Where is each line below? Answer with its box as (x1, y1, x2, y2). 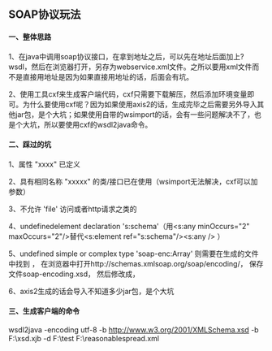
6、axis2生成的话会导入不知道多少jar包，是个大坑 (8, 286, 175, 296)
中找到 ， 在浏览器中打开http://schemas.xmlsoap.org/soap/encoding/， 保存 (8, 258, 264, 268)
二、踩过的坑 (8, 140, 51, 149)
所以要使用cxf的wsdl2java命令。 (43, 119, 153, 129)
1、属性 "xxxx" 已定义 (8, 159, 81, 169)
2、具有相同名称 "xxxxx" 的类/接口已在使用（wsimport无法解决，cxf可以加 (8, 176, 258, 186)
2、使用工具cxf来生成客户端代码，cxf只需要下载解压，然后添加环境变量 (8, 89, 248, 99)
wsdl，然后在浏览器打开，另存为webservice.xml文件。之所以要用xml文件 (8, 62, 253, 71)
